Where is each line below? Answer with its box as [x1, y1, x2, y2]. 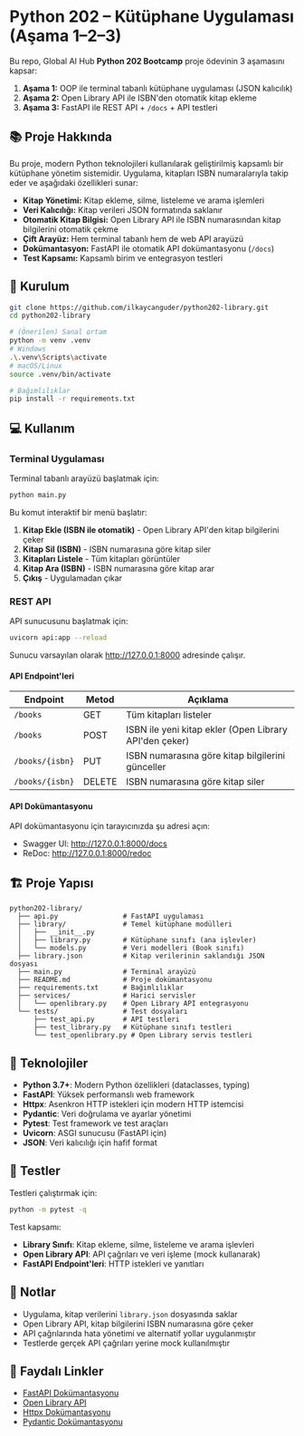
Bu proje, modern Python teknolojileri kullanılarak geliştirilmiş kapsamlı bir [9, 158, 284, 169]
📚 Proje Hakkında [9, 130, 113, 145]
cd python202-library [9, 311, 91, 321]
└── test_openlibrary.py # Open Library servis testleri [33, 1031, 253, 1040]
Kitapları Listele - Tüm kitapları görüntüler [22, 553, 181, 564]
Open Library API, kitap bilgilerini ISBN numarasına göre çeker [22, 1318, 254, 1329]
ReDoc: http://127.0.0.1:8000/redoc [22, 848, 152, 859]
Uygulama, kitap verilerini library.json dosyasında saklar [22, 1308, 238, 1319]
